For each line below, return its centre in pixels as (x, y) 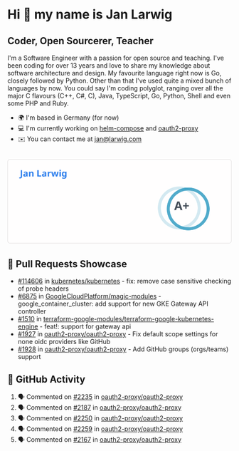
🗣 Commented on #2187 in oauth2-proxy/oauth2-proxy (100, 408)
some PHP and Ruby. (38, 103)
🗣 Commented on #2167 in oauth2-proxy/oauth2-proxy (100, 440)
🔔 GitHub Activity (46, 379)
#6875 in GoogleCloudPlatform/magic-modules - (89, 296)
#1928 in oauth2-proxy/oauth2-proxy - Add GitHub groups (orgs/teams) (123, 349)
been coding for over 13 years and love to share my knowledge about (109, 66)
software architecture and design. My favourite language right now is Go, (115, 73)
